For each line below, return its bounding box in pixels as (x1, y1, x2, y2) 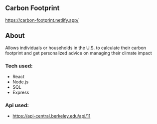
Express (12, 89, 29, 95)
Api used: (5, 102, 29, 109)
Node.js (12, 79, 29, 85)
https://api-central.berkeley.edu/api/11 (12, 113, 91, 119)
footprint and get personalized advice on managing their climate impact (5, 50, 152, 56)
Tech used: (5, 62, 33, 69)
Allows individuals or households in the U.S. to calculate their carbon (5, 45, 146, 51)
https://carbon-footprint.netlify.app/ (5, 17, 79, 23)
